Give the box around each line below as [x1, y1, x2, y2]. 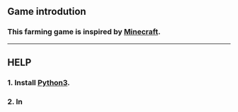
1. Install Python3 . [7, 78, 70, 87]
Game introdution [7, 6, 86, 18]
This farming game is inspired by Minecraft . [7, 27, 161, 37]
